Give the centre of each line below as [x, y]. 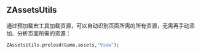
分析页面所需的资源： [44, 33]
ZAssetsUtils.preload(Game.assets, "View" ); [63, 45]
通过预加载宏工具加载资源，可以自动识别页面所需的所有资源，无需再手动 [98, 25]
